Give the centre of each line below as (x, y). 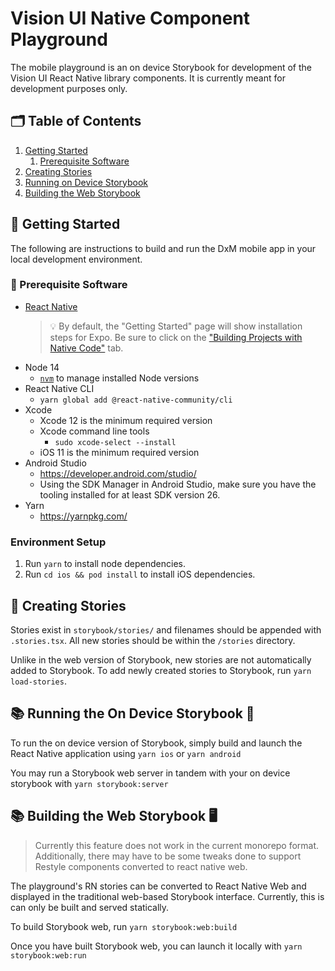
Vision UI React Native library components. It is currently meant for (148, 78)
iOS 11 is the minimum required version (119, 452)
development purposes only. (69, 88)
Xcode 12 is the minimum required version (126, 420)
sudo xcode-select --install (115, 442)
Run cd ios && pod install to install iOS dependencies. (140, 574)
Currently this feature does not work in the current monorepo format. (177, 845)
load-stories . (38, 681)
